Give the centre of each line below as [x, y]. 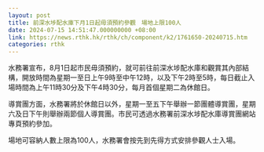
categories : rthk [37, 45]
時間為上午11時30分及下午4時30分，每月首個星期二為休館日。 [114, 88]
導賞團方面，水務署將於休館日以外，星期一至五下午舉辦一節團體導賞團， [125, 104]
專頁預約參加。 [32, 124]
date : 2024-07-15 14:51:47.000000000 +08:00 [82, 30]
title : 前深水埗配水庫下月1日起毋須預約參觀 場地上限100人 [95, 23]
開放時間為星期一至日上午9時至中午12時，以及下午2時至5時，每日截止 [135, 78]
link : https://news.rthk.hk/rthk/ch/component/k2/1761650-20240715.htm [128, 37]
